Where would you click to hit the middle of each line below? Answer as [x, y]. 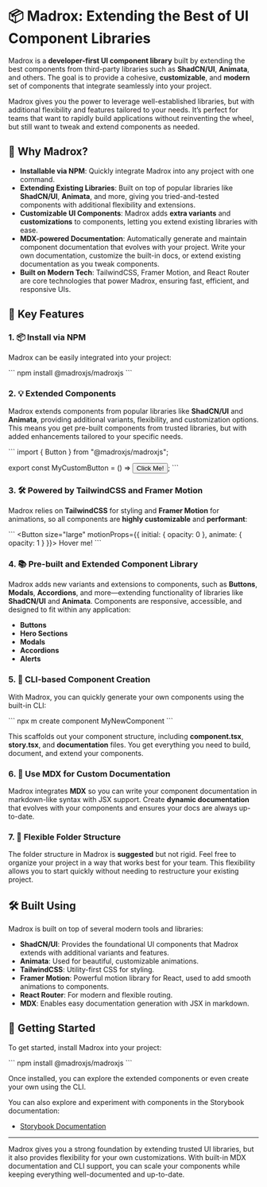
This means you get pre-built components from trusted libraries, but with [128, 428]
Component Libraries [79, 39]
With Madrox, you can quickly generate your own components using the [126, 697]
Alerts [30, 659]
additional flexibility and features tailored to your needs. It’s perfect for [123, 110]
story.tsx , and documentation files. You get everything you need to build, [130, 745]
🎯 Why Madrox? [48, 152]
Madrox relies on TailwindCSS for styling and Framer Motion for [114, 511]
